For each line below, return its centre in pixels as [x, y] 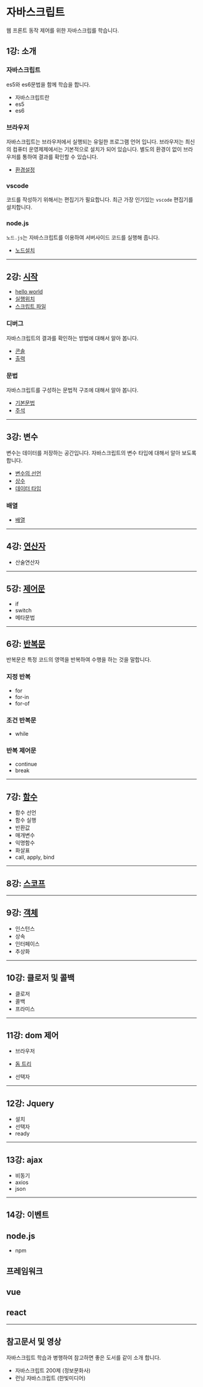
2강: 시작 [22, 276]
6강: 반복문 [26, 644]
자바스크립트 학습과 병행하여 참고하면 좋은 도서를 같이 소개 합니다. [84, 1357]
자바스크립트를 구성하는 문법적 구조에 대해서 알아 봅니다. [72, 390]
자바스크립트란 [32, 97]
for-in [22, 697]
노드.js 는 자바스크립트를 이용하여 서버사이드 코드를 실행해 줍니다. [83, 237]
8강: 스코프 [26, 883]
